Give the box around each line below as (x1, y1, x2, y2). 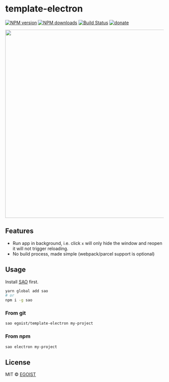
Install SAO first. (5, 279, 39, 285)
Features (5, 227, 34, 235)
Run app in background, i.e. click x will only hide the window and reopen (12, 240, 162, 246)
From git (5, 310, 26, 317)
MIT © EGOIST (5, 371, 36, 377)
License (5, 358, 31, 366)
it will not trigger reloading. (12, 245, 69, 251)
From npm (5, 333, 31, 340)
